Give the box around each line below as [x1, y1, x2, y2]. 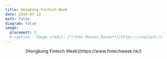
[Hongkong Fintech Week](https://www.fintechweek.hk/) [25, 48, 142, 54]
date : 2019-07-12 [5, 12, 41, 17]
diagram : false [5, 21, 37, 26]
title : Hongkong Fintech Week [5, 7, 68, 12]
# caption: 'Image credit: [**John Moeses [9, 35, 99, 40]
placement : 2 [9, 30, 37, 35]
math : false [5, 16, 30, 21]
